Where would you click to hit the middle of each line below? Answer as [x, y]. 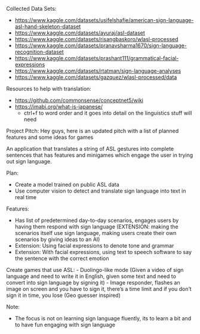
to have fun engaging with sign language [65, 325]
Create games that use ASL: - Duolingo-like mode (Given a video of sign [95, 270]
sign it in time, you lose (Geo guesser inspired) [64, 295]
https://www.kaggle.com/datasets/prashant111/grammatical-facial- [97, 58]
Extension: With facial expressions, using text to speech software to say [103, 252]
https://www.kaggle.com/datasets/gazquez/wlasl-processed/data [96, 77]
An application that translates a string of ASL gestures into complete [90, 149]
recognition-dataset [39, 52]
